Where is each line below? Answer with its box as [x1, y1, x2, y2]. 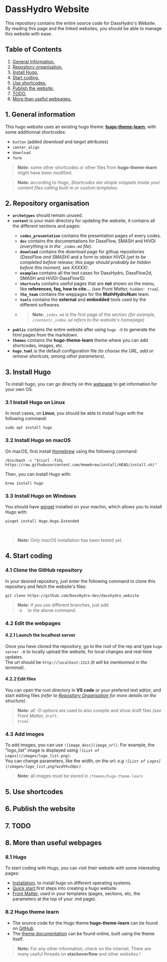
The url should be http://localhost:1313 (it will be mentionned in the [5, 659, 148, 665]
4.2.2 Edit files [5, 676, 36, 682]
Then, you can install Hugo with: [5, 471, 71, 477]
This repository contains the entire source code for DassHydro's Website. [5, 20, 156, 26]
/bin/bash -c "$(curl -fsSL [5, 458, 64, 463]
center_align [12, 145, 40, 150]
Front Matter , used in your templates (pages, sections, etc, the [12, 890, 141, 897]
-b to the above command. [17, 607, 77, 613]
